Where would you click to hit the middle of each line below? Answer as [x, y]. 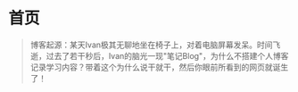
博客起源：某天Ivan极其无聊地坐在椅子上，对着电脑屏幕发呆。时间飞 [155, 45]
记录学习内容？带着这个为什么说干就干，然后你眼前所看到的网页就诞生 [159, 67]
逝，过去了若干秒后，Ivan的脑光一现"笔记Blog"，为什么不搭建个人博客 [159, 55]
